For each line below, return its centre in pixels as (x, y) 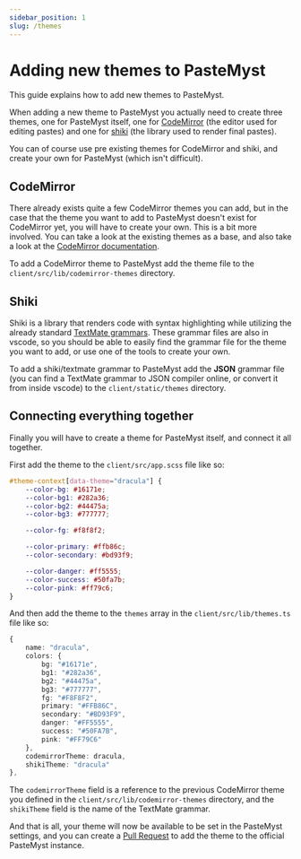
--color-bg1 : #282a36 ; (68, 498)
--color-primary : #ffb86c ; (76, 547)
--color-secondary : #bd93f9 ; (80, 555)
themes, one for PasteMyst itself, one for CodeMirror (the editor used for (143, 122)
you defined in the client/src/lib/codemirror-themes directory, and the (142, 800)
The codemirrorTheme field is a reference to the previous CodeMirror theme (147, 790)
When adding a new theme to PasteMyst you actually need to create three (146, 112)
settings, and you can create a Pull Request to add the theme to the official (147, 836)
